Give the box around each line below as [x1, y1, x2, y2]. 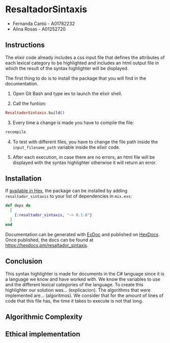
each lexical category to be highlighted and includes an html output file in [5, 60, 159, 66]
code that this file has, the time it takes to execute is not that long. [5, 298, 144, 304]
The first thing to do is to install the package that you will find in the [5, 75, 147, 81]
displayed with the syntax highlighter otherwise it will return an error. [12, 159, 157, 166]
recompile [5, 129, 26, 134]
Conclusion [5, 257, 43, 266]
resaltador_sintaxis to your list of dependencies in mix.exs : [5, 193, 132, 199]
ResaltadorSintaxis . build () [5, 110, 65, 116]
